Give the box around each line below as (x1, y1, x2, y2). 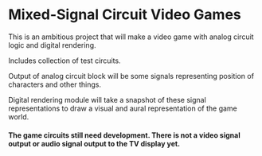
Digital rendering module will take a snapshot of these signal (8, 95, 207, 104)
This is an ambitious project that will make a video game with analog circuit (8, 32, 254, 41)
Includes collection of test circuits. (8, 56, 121, 65)
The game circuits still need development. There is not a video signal (8, 130, 240, 140)
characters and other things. (8, 80, 102, 89)
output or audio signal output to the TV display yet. (8, 138, 181, 148)
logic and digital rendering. (8, 40, 97, 49)
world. (8, 111, 29, 121)
